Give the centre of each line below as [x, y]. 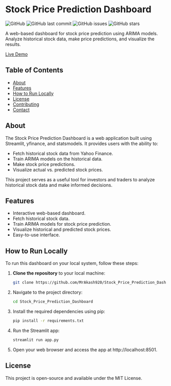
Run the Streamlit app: [36, 330]
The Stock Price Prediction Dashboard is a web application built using [79, 138]
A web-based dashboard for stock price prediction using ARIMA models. [82, 33]
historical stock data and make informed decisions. [59, 185]
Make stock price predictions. [44, 164]
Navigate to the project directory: [47, 293]
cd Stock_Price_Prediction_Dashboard [53, 302]
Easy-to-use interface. [36, 235]
